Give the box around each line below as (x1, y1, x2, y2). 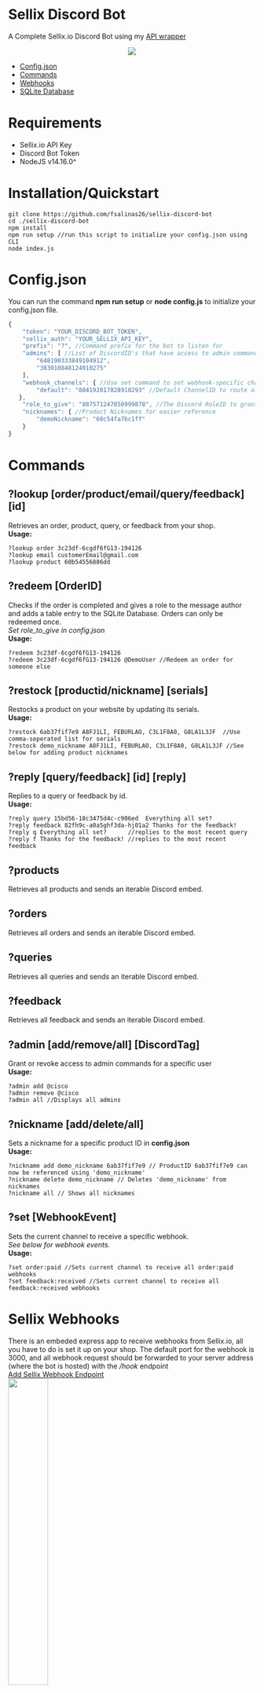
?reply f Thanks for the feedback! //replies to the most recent (8, 835, 226, 843)
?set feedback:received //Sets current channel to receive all (8, 1277, 220, 1285)
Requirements (8, 114, 102, 132)
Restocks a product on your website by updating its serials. (8, 705, 200, 714)
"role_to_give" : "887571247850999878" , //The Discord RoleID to (22, 401, 237, 409)
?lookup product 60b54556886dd (8, 558, 111, 566)
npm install (8, 224, 47, 232)
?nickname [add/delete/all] (8, 1118, 144, 1131)
